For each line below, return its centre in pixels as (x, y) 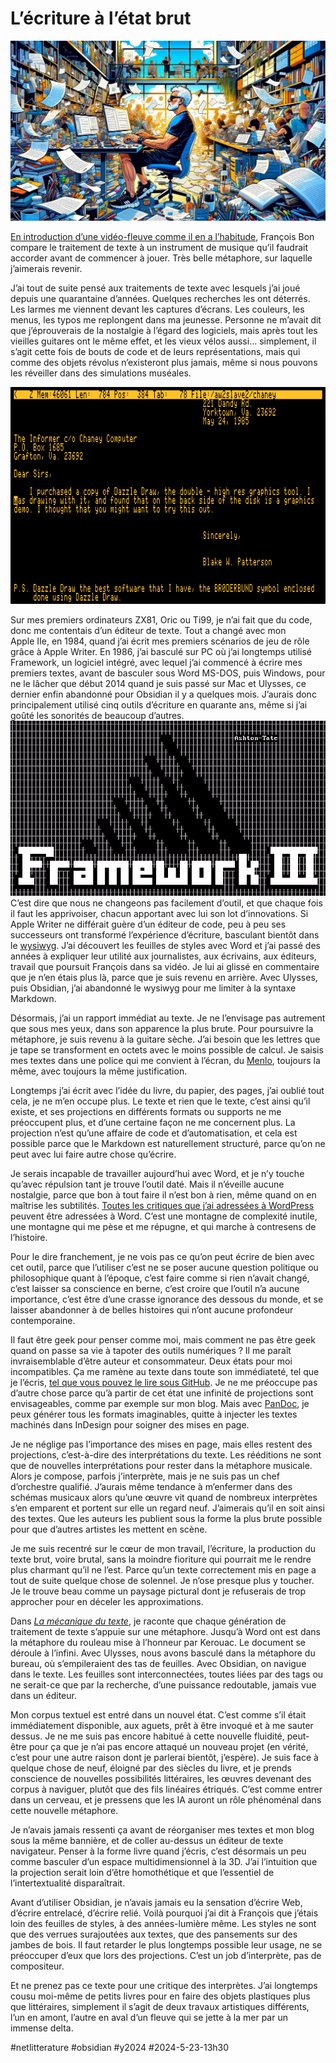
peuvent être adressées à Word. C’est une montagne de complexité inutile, (164, 1216)
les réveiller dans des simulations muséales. (101, 373)
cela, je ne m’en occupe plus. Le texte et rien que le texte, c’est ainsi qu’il (160, 1101)
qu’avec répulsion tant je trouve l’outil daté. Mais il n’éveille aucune (147, 1184)
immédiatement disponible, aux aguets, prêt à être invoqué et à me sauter (162, 1726)
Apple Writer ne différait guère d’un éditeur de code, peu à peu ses (148, 924)
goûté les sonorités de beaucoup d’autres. (97, 716)
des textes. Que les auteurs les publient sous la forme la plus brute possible (166, 1519)
